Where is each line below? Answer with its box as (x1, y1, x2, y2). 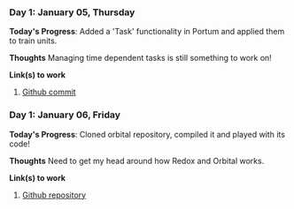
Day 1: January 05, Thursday (9, 6, 135, 19)
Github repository (21, 190, 87, 200)
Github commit (21, 86, 77, 98)
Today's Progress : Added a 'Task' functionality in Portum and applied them (9, 26, 285, 37)
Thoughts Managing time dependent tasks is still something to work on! (9, 53, 272, 63)
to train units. (9, 35, 58, 46)
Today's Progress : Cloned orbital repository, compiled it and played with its (9, 129, 286, 139)
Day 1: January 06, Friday (9, 108, 121, 121)
